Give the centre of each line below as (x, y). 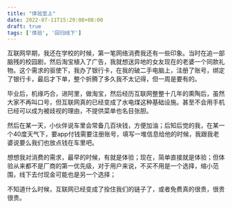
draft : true (24, 26)
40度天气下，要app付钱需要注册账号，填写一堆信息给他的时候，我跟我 (113, 134)
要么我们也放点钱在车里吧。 (58, 143)
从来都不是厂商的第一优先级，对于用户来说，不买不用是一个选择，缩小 (113, 166)
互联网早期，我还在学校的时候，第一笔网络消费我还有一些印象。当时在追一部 (116, 53)
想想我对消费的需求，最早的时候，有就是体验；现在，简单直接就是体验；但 (113, 157)
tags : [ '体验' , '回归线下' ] (44, 33)
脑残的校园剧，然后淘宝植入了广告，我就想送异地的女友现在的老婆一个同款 (113, 62)
